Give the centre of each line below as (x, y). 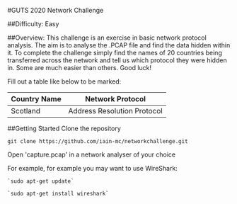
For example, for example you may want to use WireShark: (93, 168)
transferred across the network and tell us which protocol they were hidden (117, 60)
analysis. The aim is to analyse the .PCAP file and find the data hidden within (119, 45)
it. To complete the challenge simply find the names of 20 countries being (115, 53)
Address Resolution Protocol (115, 111)
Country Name (36, 99)
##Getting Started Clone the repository (64, 128)
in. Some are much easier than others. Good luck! (80, 68)
